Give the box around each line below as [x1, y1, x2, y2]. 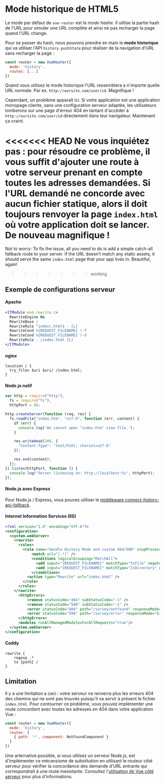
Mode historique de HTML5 [5, 3, 119, 15]
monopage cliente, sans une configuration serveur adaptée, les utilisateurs [5, 102, 157, 108]
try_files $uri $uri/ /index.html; [9, 368, 82, 373]
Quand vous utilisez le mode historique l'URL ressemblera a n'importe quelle [5, 82, 160, 88]
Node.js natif [5, 383, 32, 389]
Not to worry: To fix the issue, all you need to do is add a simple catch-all [5, 246, 153, 252]
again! [5, 261, 18, 267]
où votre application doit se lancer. [5, 219, 149, 230]
